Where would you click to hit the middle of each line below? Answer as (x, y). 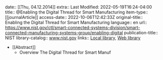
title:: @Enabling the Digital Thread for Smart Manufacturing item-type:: (77, 12)
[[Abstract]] (24, 47)
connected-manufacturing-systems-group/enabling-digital (64, 33)
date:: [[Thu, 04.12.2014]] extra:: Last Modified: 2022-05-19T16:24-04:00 (79, 7)
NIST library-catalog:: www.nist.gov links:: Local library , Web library (73, 38)
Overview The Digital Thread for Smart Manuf (65, 52)
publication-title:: (141, 33)
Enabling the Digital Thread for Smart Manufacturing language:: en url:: (76, 22)
